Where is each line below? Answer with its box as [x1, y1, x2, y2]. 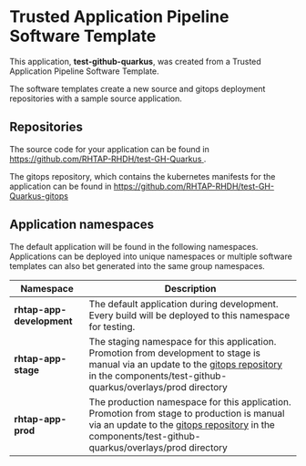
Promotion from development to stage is [88, 347, 261, 359]
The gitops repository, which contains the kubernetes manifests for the [9, 171, 276, 181]
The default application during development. [88, 297, 280, 310]
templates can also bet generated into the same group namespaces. [9, 260, 266, 271]
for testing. [88, 320, 136, 333]
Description [164, 282, 217, 295]
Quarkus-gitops [9, 190, 68, 202]
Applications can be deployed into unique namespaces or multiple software [9, 251, 293, 262]
